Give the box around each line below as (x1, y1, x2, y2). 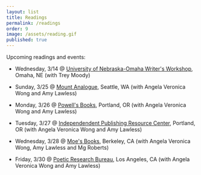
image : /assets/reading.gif (6, 31, 77, 37)
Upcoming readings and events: (6, 54, 86, 60)
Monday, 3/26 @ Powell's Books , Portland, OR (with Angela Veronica (14, 101, 187, 109)
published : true (6, 37, 47, 43)
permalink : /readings (6, 20, 61, 26)
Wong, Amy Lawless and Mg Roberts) (14, 144, 109, 151)
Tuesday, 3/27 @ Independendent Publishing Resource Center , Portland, (14, 119, 196, 127)
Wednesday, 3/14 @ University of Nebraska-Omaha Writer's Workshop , (14, 65, 193, 72)
